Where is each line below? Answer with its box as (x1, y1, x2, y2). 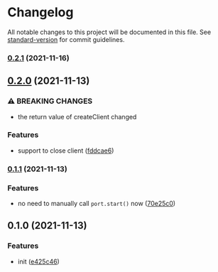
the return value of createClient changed (17, 112, 137, 121)
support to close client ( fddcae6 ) (17, 146, 114, 155)
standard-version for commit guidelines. (7, 35, 125, 43)
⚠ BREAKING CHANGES (7, 97, 93, 107)
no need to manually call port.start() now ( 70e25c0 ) (17, 200, 176, 208)
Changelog (7, 4, 74, 21)
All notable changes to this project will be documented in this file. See (7, 28, 212, 36)
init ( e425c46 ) (17, 257, 60, 266)
